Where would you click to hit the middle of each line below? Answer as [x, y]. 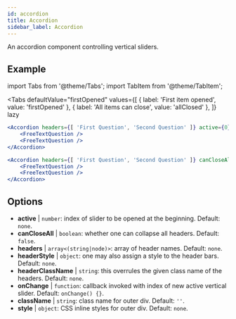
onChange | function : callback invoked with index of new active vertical [122, 286]
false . [26, 241]
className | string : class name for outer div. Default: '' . [101, 301]
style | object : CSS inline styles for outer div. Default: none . [103, 308]
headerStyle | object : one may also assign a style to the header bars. [118, 256]
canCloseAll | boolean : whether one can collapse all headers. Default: [118, 233]
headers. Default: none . [51, 278]
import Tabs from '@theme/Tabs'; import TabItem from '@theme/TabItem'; [115, 86]
